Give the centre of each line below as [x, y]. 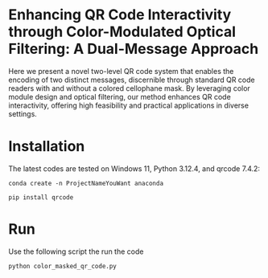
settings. [23, 113]
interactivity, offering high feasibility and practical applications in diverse [129, 105]
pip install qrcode [41, 197]
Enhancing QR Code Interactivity [120, 15]
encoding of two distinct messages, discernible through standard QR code [132, 80]
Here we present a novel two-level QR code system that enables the [121, 71]
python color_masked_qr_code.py [62, 266]
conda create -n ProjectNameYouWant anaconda [86, 183]
